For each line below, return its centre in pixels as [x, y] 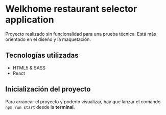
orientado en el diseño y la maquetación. [48, 39]
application [30, 20]
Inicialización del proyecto [48, 89]
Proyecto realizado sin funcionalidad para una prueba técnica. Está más [81, 34]
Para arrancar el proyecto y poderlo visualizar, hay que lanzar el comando [83, 101]
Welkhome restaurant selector [71, 9]
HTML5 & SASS [29, 67]
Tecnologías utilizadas [42, 55]
